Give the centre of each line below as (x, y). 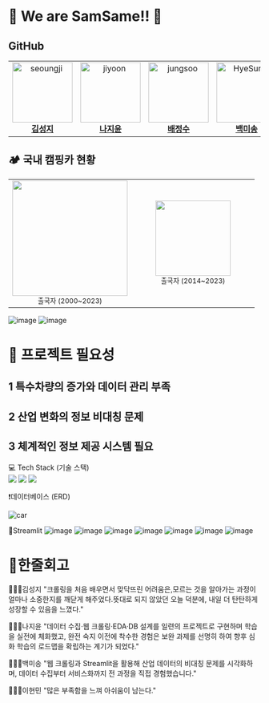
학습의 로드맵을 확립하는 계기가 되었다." (78, 646)
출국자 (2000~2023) (70, 301)
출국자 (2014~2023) (193, 281)
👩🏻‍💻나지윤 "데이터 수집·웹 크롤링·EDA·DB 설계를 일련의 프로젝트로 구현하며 (125, 626)
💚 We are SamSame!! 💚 (85, 16)
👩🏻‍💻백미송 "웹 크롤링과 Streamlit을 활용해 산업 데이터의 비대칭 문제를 (117, 663)
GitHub (26, 46)
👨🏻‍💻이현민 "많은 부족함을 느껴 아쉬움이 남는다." (82, 690)
